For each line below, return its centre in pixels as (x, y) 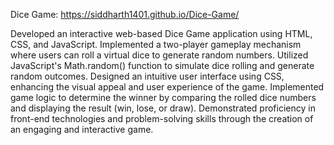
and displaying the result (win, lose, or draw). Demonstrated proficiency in (163, 108)
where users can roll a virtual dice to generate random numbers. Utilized (159, 55)
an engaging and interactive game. (82, 129)
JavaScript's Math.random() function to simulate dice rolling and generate (162, 65)
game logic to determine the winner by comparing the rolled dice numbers (163, 97)
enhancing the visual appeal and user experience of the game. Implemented (167, 87)
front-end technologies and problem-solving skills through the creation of (162, 118)
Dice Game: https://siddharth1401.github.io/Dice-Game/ (125, 14)
